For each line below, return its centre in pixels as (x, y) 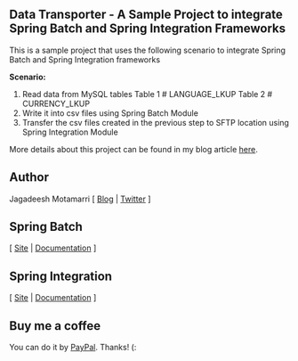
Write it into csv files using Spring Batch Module (110, 113)
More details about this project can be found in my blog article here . (133, 149)
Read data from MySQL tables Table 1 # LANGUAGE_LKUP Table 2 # (147, 94)
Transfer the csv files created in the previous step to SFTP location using (155, 122)
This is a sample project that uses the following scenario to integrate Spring (148, 50)
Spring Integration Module (70, 132)
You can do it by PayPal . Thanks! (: (73, 348)
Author (29, 177)
